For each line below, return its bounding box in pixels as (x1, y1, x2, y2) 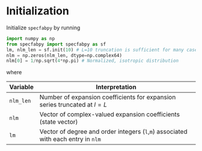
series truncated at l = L (39, 101, 107, 109)
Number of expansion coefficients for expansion (39, 93, 176, 101)
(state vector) (39, 118, 78, 126)
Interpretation (96, 83, 136, 91)
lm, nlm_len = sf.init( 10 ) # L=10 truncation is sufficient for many (6, 47, 185, 53)
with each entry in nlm (39, 135, 101, 143)
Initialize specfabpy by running (6, 24, 81, 31)
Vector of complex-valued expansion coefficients (39, 110, 180, 119)
